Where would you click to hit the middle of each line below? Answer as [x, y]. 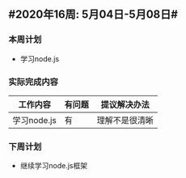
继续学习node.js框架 [54, 166]
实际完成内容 [34, 82]
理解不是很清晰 [125, 120]
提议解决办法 [125, 104]
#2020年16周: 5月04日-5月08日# [93, 15]
